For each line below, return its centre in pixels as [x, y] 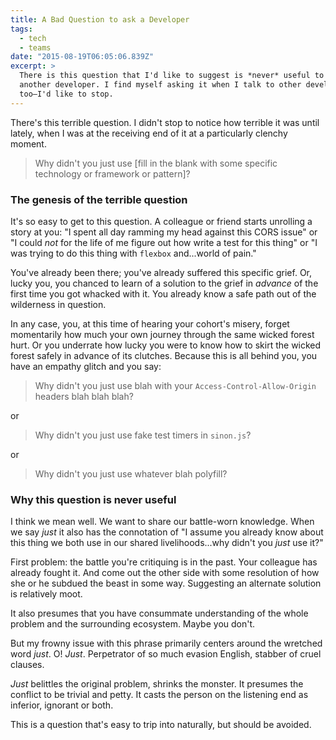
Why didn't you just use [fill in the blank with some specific [156, 163]
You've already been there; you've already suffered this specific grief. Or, [161, 272]
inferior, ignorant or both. [62, 705]
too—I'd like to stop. [66, 94]
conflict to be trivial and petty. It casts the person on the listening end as [159, 695]
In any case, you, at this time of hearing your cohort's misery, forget [150, 323]
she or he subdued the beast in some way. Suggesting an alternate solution [166, 583]
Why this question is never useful [93, 499]
